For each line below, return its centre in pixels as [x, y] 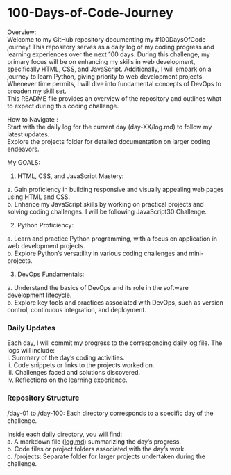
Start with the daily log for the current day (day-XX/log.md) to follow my [110, 127]
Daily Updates [31, 328]
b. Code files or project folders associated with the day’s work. [96, 449]
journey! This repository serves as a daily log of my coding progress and [111, 47]
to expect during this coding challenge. [63, 106]
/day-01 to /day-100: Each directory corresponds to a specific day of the [110, 413]
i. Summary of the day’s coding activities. [66, 358]
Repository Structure [43, 398]
